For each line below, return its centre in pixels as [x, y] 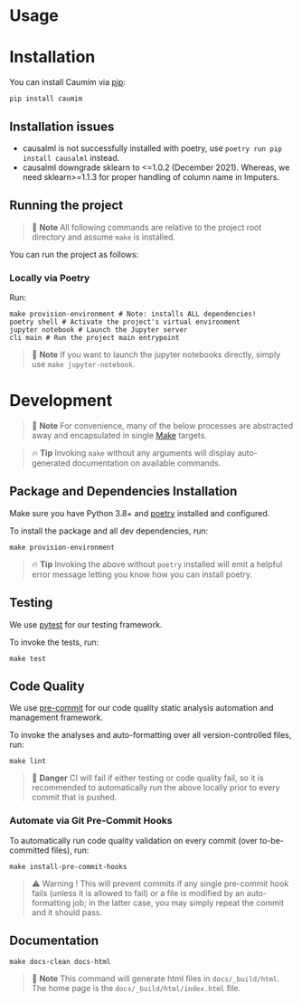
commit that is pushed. [74, 798]
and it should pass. [66, 912]
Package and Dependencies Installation [123, 492]
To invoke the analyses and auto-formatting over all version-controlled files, [151, 735]
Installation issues [62, 126]
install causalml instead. [71, 157]
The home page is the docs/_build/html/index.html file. [136, 988]
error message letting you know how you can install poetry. [142, 574]
